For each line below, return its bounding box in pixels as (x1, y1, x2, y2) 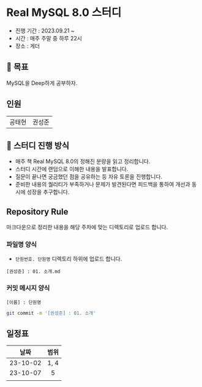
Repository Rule (6, 206, 69, 217)
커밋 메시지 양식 (6, 284, 50, 292)
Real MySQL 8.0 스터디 (6, 6, 122, 20)
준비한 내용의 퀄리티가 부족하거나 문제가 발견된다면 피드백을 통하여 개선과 (15, 181, 191, 188)
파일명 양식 (6, 240, 37, 249)
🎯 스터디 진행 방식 (6, 140, 69, 150)
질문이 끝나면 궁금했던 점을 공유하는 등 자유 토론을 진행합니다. (15, 173, 163, 180)
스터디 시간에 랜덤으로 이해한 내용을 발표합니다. (15, 166, 129, 173)
